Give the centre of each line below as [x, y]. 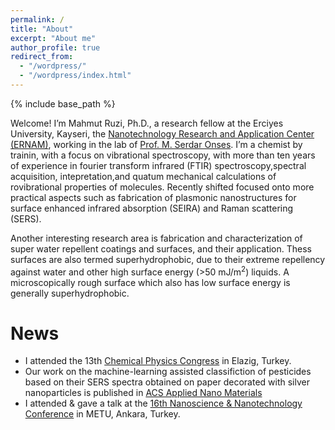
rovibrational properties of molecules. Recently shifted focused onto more [162, 187]
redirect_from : [42, 57]
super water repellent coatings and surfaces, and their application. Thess [161, 248]
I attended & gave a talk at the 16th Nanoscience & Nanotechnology [163, 403]
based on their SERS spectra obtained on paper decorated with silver [167, 382]
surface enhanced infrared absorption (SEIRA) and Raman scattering [152, 208]
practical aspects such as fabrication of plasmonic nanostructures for [153, 197]
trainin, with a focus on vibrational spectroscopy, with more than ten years [163, 155]
